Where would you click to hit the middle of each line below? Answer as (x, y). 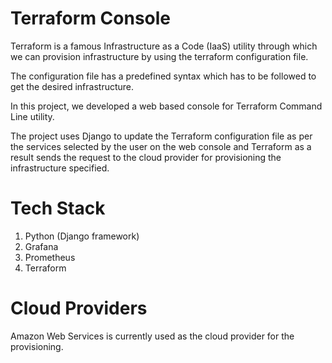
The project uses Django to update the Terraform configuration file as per (161, 136)
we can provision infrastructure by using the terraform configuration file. (159, 56)
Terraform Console (91, 18)
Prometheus (50, 257)
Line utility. (32, 116)
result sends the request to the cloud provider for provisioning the (146, 157)
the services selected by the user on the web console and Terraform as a (161, 146)
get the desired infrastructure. (72, 86)
